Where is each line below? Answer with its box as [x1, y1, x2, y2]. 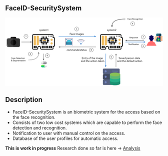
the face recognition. [12, 114, 56, 120]
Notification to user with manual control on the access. [12, 130, 125, 136]
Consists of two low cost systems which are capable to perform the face [12, 119, 162, 125]
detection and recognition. [12, 124, 67, 130]
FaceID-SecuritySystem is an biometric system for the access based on [12, 108, 160, 114]
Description [5, 95, 42, 104]
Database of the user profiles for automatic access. [12, 135, 118, 141]
